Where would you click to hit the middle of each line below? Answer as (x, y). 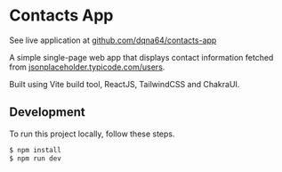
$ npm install (36, 150)
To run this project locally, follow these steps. (92, 134)
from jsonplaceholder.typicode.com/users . (87, 67)
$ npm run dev (36, 158)
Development (48, 112)
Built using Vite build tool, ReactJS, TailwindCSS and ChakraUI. (125, 84)
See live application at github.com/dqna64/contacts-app (113, 40)
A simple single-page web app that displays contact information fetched (141, 57)
